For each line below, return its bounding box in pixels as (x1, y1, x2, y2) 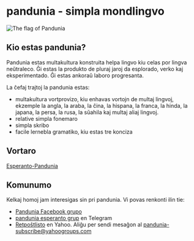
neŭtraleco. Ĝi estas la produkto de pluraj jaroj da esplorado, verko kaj (6, 65, 184, 72)
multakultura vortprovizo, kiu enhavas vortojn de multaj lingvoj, (15, 95, 174, 102)
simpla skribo (15, 121, 50, 129)
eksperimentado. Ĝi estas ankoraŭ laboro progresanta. (6, 72, 144, 79)
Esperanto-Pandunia (6, 162, 58, 169)
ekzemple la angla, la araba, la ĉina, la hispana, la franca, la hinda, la (15, 102, 188, 109)
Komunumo (6, 180, 52, 190)
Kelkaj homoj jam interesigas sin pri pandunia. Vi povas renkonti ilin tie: (6, 196, 185, 204)
